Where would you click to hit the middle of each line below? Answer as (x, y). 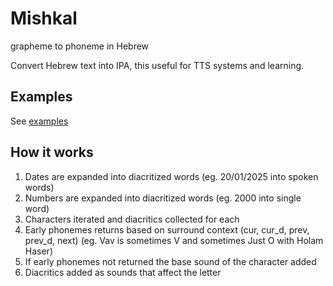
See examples (39, 121)
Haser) (38, 251)
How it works (52, 152)
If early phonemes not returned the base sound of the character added (170, 261)
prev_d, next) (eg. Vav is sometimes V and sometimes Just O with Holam (174, 240)
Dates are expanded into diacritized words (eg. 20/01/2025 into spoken (171, 176)
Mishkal (44, 18)
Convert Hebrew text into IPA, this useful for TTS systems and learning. (157, 65)
